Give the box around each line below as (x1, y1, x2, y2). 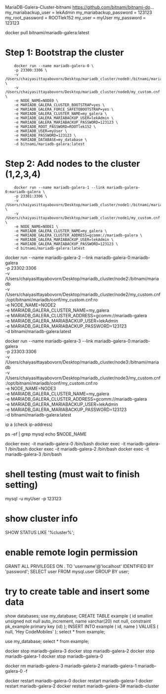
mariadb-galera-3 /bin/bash (5, 451, 62, 457)
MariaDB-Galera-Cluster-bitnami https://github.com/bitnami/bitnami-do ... (5, 4, 154, 10)
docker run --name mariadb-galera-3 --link (5, 338, 93, 344)
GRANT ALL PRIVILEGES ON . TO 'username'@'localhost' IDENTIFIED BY (5, 563, 154, 569)
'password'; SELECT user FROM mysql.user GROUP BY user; (5, 568, 129, 574)
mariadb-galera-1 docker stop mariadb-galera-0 (5, 653, 103, 659)
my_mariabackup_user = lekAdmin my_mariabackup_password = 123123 (5, 9, 152, 15)
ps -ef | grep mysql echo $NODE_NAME (5, 431, 87, 437)
